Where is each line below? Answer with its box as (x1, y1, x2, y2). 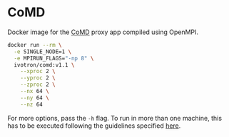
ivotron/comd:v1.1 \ (14, 61, 75, 68)
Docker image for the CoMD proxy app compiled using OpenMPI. (7, 28, 198, 36)
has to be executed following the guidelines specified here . (7, 121, 181, 130)
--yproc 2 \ (20, 75, 56, 82)
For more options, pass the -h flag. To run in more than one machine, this (7, 114, 223, 122)
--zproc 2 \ (20, 81, 56, 89)
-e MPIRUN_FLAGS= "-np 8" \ (14, 55, 94, 62)
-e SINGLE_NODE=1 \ (14, 48, 72, 55)
